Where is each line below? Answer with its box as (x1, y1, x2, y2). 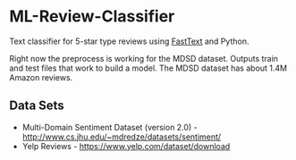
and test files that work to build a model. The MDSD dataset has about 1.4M (9, 63, 288, 73)
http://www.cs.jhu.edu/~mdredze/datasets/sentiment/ (21, 131, 222, 142)
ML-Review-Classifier (9, 6, 175, 27)
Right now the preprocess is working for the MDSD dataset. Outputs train (9, 53, 279, 63)
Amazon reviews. (9, 72, 73, 82)
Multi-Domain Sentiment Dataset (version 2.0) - (21, 122, 199, 132)
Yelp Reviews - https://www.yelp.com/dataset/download (21, 140, 231, 151)
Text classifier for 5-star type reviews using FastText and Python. (9, 36, 249, 46)
